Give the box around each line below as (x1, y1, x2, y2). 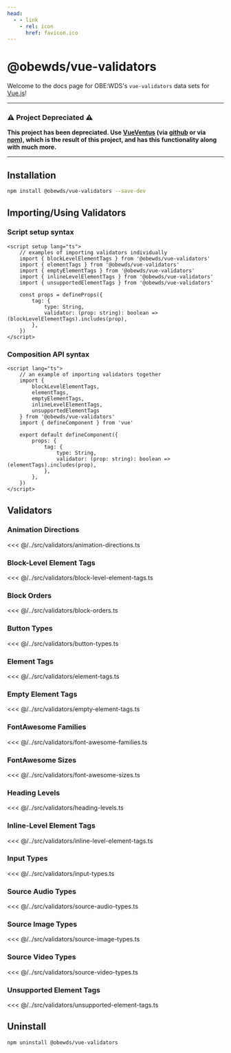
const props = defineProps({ (19, 291, 103, 298)
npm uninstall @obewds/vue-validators (7, 1039, 118, 1046)
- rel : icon (19, 23, 54, 30)
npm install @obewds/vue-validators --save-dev (7, 187, 146, 195)
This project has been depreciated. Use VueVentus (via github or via (7, 128, 206, 136)
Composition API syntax (7, 349, 90, 359)
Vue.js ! (7, 89, 27, 97)
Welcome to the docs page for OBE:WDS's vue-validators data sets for (7, 82, 210, 90)
